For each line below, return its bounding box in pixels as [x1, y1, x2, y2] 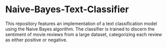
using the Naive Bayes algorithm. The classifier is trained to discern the [5, 26, 155, 32]
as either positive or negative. [5, 37, 68, 43]
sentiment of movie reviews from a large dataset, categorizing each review [5, 31, 162, 37]
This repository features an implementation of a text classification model [5, 20, 157, 27]
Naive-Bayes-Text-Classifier [5, 4, 129, 15]
